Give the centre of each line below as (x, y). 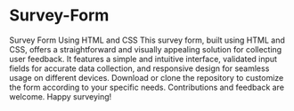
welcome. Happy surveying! (61, 96)
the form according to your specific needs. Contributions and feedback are (147, 87)
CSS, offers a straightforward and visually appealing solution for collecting (146, 49)
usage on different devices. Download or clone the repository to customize (147, 77)
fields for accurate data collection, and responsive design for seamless (139, 68)
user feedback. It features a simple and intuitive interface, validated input (143, 59)
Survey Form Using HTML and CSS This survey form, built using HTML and (147, 40)
